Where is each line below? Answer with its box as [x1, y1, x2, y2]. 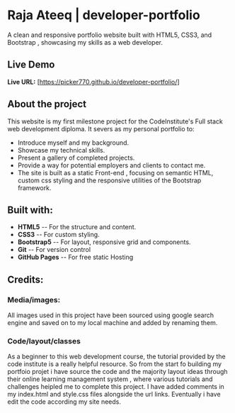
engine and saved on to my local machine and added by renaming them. [7, 319, 218, 327]
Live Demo [7, 59, 55, 71]
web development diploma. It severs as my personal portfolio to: [7, 124, 195, 133]
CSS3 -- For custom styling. [17, 231, 101, 239]
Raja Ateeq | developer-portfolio [7, 7, 200, 23]
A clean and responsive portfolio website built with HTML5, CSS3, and [7, 31, 212, 39]
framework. [17, 183, 52, 192]
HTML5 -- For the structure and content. [17, 223, 137, 231]
